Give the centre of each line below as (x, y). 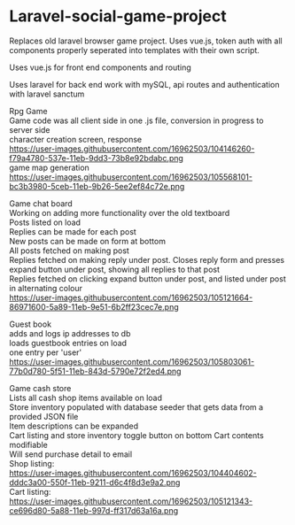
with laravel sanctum (47, 94)
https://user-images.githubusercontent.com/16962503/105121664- (131, 297)
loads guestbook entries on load (68, 343)
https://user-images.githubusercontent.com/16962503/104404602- (133, 473)
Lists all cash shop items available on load (85, 398)
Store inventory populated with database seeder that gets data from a (136, 407)
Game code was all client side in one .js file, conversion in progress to (136, 120)
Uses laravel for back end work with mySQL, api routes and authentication (145, 84)
